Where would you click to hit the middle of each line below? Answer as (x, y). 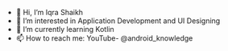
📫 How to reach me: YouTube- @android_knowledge (104, 38)
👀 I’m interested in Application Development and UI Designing (118, 21)
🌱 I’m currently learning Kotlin (65, 29)
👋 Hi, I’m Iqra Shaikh (49, 12)
